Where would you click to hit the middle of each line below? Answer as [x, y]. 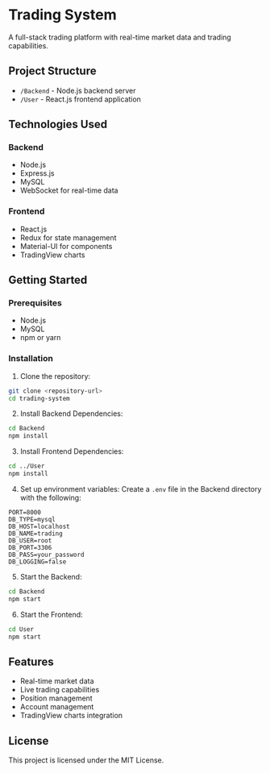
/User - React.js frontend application [80, 99]
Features [31, 661]
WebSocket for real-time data [69, 190]
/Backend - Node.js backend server [78, 90]
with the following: [51, 497]
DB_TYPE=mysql [32, 519]
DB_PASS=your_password [46, 555]
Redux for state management [68, 237]
